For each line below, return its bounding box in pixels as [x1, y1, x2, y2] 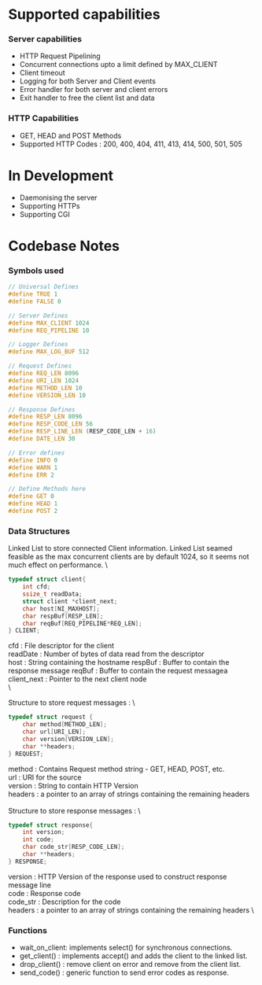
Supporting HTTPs [19, 201, 80, 210]
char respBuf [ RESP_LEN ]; [22, 612, 104, 620]
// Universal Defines [8, 283, 79, 291]
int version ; [22, 828, 65, 836]
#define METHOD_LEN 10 [8, 384, 83, 392]
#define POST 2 [8, 507, 58, 515]
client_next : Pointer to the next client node [8, 674, 147, 684]
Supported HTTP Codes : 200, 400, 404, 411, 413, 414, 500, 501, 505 [19, 139, 242, 149]
